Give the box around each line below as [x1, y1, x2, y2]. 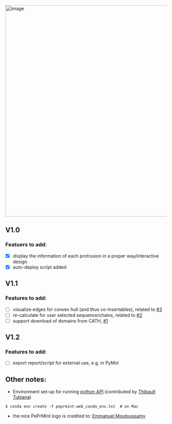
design [12, 259, 28, 265]
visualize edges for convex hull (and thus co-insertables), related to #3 [12, 306, 162, 312]
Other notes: [5, 375, 47, 384]
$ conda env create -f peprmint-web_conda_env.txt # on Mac [5, 404, 139, 409]
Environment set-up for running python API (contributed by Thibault [12, 389, 156, 395]
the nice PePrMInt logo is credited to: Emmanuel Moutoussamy [12, 413, 146, 419]
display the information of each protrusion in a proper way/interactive [12, 252, 159, 259]
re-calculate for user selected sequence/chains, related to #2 [12, 312, 142, 318]
